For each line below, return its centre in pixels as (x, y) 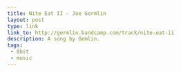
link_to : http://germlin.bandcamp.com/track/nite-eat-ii (91, 33)
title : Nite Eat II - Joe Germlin (57, 13)
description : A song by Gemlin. (54, 39)
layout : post (26, 20)
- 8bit (20, 52)
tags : (15, 45)
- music (21, 58)
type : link (23, 26)
